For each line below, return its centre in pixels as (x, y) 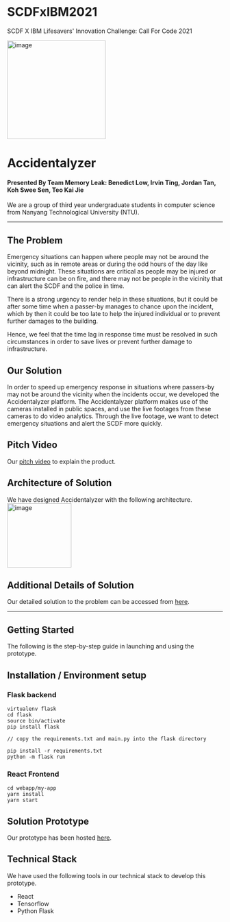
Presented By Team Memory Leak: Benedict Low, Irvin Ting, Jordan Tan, (112, 182)
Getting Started (41, 630)
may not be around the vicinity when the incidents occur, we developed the (113, 394)
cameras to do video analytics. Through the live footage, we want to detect (113, 416)
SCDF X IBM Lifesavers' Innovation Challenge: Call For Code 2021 (100, 31)
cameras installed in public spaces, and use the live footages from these (109, 409)
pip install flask (33, 727)
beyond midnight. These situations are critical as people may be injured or (112, 271)
